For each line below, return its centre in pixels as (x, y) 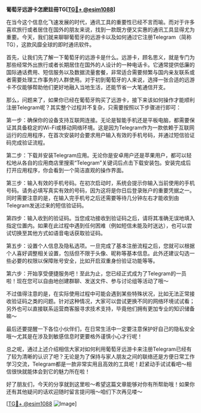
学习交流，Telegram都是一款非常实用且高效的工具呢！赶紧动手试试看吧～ (96, 364)
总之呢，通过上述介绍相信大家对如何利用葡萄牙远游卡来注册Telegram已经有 (99, 349)
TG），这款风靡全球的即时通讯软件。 (51, 45)
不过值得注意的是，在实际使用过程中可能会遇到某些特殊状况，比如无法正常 (98, 294)
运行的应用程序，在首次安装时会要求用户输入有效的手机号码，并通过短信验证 (100, 135)
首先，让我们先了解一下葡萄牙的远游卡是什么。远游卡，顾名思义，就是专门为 (100, 57)
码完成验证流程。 (27, 142)
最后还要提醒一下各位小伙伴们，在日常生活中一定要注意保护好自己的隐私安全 (100, 329)
